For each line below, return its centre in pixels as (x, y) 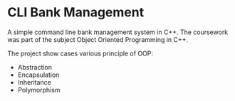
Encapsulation (38, 75)
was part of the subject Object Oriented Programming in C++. (98, 39)
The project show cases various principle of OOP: (80, 53)
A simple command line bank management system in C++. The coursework (118, 32)
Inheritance (35, 82)
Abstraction (35, 67)
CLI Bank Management (76, 12)
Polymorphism (39, 90)
